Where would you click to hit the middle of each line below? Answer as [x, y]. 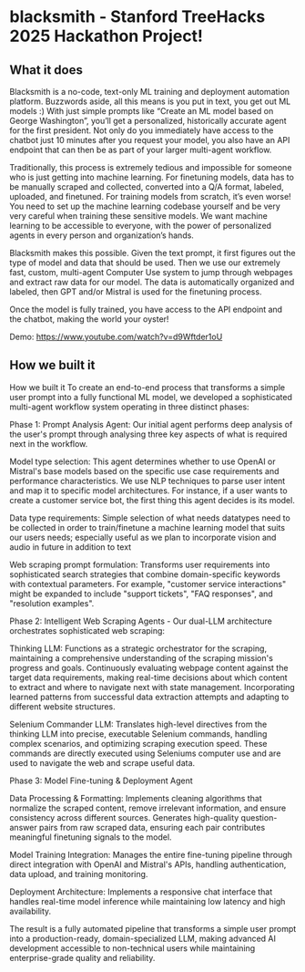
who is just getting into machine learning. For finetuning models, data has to [152, 177]
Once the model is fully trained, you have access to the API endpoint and [146, 309]
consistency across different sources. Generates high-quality [124, 817]
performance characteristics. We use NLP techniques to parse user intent [147, 481]
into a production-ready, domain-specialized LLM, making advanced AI [142, 938]
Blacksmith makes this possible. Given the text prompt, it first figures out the [152, 253]
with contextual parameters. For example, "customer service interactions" [148, 584]
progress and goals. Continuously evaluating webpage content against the [149, 667]
